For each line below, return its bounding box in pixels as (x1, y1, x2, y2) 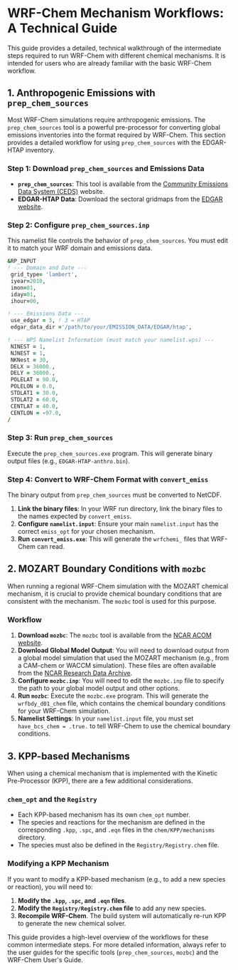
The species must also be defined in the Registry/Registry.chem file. (17, 841, 220, 850)
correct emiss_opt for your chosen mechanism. (17, 527, 155, 536)
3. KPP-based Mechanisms (7, 750, 130, 762)
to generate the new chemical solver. (17, 919, 126, 927)
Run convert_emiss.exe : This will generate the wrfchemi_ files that (17, 535, 210, 543)
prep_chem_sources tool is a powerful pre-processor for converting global (7, 123, 221, 131)
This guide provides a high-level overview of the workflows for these (7, 932, 209, 941)
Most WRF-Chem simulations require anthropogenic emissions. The (7, 115, 206, 124)
